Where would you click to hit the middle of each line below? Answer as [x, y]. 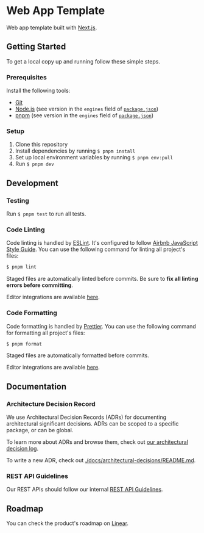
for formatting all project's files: [46, 333]
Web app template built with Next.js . [52, 27]
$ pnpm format [24, 344]
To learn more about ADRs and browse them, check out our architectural [97, 442]
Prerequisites [26, 77]
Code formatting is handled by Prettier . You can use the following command [101, 326]
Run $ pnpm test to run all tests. [46, 214]
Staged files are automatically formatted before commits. [78, 355]
